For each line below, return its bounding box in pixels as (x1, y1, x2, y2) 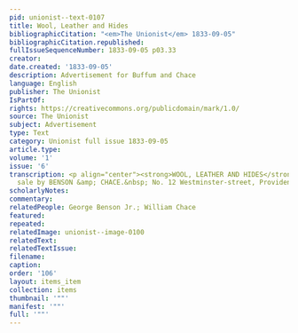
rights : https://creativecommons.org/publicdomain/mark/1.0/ (9, 104, 240, 113)
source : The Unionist (9, 112, 90, 121)
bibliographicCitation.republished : (9, 37, 145, 47)
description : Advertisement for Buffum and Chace (9, 71, 197, 80)
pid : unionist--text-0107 (9, 12, 105, 22)
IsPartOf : (9, 95, 46, 105)
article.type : (9, 145, 62, 154)
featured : (9, 210, 46, 220)
